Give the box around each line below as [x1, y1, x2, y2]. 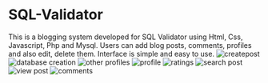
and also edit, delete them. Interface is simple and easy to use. [8, 49, 214, 58]
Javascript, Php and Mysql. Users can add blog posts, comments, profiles [8, 40, 252, 49]
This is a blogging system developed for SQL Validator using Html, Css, [8, 32, 243, 41]
